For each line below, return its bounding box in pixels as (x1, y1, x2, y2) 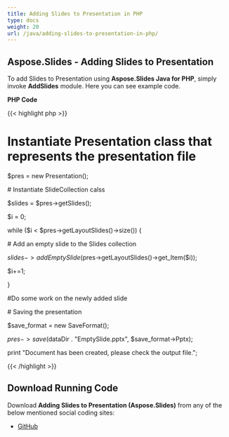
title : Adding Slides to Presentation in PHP (7, 10, 143, 18)
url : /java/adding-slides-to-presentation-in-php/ (7, 29, 159, 37)
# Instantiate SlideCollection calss (7, 185, 105, 194)
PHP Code (7, 95, 38, 104)
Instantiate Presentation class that (7, 134, 213, 149)
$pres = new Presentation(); (7, 172, 89, 180)
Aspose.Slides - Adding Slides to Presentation (7, 55, 214, 67)
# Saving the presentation (7, 308, 82, 316)
